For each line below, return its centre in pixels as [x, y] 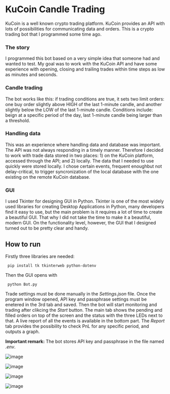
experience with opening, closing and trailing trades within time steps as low [85, 69]
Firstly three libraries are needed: [40, 256]
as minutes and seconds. [31, 75]
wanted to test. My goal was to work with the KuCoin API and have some [81, 64]
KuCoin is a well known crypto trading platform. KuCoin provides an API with [85, 23]
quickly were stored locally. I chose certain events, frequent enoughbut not [84, 166]
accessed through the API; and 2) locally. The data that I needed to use [80, 160]
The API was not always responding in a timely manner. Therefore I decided [84, 150]
